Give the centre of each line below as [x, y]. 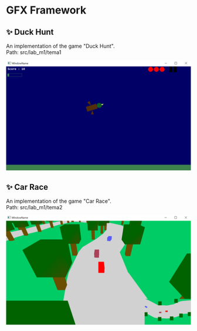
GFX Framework [46, 10]
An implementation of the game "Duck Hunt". [61, 46]
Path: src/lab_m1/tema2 [34, 208]
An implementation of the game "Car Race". [59, 201]
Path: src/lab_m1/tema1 [34, 52]
